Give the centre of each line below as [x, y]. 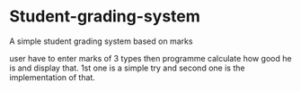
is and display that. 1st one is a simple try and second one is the [127, 68]
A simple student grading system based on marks [101, 41]
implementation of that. [53, 77]
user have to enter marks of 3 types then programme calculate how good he [150, 58]
